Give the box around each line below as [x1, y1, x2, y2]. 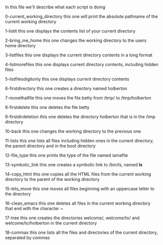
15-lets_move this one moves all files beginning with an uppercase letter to [5, 186, 155, 192]
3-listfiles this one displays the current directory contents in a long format [5, 52, 153, 58]
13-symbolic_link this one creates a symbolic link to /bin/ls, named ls [5, 162, 143, 167]
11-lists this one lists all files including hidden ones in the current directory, [5, 138, 154, 143]
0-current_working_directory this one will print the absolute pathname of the [5, 14, 158, 19]
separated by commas [5, 235, 50, 240]
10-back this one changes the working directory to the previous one [5, 128, 141, 134]
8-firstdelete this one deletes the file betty [5, 105, 90, 110]
